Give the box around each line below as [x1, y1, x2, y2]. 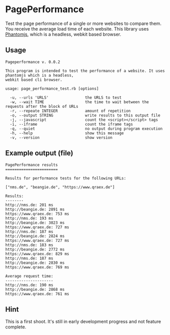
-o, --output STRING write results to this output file [10, 113, 160, 118]
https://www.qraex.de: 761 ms [5, 291, 70, 296]
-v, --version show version [10, 135, 113, 140]
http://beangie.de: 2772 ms [5, 247, 65, 252]
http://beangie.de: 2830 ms [5, 260, 65, 265]
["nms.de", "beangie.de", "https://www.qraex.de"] [5, 185, 115, 190]
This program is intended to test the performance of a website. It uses [5, 68, 165, 73]
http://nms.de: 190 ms [5, 282, 53, 288]
